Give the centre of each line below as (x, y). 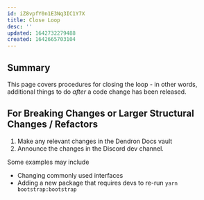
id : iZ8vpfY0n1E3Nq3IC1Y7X (46, 14)
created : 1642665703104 (42, 40)
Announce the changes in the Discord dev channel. (91, 148)
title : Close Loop (34, 20)
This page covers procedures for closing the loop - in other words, (102, 84)
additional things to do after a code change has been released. (97, 92)
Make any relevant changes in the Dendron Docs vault (95, 141)
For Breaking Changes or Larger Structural (101, 114)
